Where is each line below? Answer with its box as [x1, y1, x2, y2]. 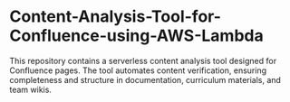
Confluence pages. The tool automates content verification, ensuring [9, 65, 267, 76]
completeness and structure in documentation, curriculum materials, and [9, 74, 281, 85]
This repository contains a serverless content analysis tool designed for [9, 55, 277, 66]
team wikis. [9, 84, 53, 95]
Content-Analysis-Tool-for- [9, 6, 222, 27]
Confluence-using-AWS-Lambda [9, 25, 265, 46]
